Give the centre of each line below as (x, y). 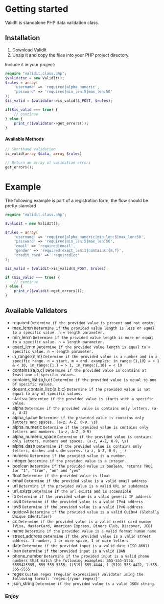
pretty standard (21, 205)
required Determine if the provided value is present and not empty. (84, 322)
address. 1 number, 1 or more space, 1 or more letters (70, 541)
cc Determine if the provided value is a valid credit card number (82, 521)
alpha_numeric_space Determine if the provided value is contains (82, 436)
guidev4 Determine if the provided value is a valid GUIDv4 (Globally (86, 512)
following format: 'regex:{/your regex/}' (56, 579)
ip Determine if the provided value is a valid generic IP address (82, 496)
